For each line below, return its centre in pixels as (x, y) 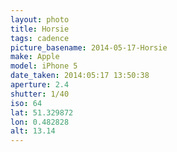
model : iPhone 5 (44, 66)
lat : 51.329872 (42, 112)
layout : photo (40, 19)
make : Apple (35, 57)
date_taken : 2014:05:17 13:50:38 (80, 76)
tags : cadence (40, 38)
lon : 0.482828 (40, 122)
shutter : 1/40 (40, 94)
